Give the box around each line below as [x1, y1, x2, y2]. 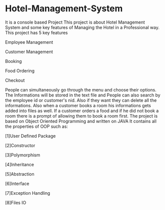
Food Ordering [5, 67, 35, 74]
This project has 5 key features [5, 30, 68, 35]
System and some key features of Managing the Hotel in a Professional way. [5, 24, 160, 30]
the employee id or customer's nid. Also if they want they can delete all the [5, 97, 157, 103]
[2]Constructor [5, 142, 35, 148]
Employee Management [5, 39, 53, 45]
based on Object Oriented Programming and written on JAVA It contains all [5, 118, 157, 124]
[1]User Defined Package [5, 133, 56, 139]
